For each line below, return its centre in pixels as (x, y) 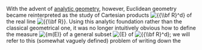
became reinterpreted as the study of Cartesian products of (99, 15)
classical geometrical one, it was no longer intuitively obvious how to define (101, 28)
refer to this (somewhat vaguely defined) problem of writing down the (94, 41)
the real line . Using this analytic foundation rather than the (94, 21)
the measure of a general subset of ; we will (98, 34)
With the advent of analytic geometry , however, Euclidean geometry (92, 9)
